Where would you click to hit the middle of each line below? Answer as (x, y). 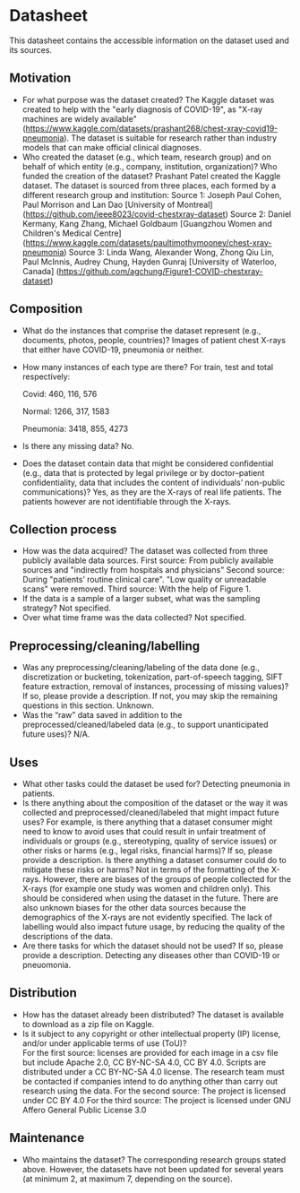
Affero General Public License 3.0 (84, 1110)
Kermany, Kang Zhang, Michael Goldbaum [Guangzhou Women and (147, 223)
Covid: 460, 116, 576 (60, 393)
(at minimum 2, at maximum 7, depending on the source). (127, 1179)
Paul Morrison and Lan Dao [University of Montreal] (117, 204)
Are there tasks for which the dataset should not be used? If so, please (153, 946)
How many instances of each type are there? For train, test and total (148, 367)
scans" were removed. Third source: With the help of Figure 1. (137, 589)
